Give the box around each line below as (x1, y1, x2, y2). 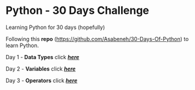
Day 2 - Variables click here (5, 65, 76, 72)
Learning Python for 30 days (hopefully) (5, 24, 105, 31)
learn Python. (5, 42, 39, 49)
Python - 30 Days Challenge (5, 4, 150, 18)
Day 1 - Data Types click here (5, 53, 79, 60)
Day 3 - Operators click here (5, 77, 78, 84)
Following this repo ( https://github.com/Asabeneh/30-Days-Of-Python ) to (5, 35, 189, 42)
